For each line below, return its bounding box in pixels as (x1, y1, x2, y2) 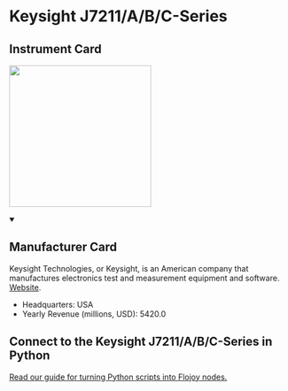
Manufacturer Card (9, 240, 118, 255)
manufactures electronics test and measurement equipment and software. (9, 272, 280, 283)
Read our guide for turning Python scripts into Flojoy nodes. (9, 372, 228, 382)
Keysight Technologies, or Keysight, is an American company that (9, 263, 249, 273)
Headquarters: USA (21, 299, 94, 310)
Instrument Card (9, 42, 102, 57)
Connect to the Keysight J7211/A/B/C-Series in (9, 334, 273, 349)
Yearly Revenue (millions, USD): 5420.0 (21, 308, 167, 319)
